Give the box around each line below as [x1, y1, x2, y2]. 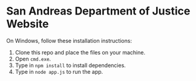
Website [6, 17, 49, 31]
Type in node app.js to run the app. [15, 68, 103, 75]
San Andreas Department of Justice [6, 4, 191, 18]
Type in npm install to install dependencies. [15, 62, 126, 69]
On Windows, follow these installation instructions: [6, 37, 132, 44]
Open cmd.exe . [15, 55, 51, 62]
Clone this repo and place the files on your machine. [15, 48, 146, 56]
